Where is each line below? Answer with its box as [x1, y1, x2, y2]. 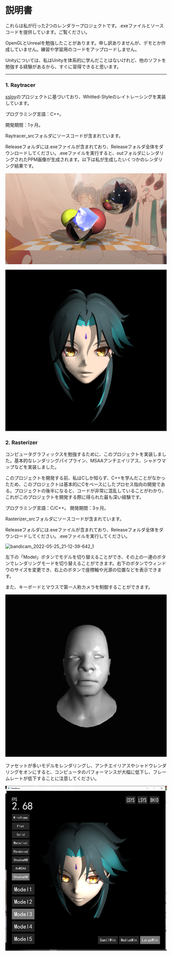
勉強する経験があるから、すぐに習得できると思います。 [5, 63, 122, 70]
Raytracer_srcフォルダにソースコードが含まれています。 [5, 133, 124, 139]
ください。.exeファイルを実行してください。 [36, 533, 131, 539]
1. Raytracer [5, 81, 36, 89]
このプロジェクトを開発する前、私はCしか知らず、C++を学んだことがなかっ [5, 475, 165, 481]
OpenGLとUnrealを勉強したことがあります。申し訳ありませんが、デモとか [5, 39, 162, 46]
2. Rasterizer [5, 439, 38, 446]
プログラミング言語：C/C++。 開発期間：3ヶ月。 [5, 505, 109, 511]
